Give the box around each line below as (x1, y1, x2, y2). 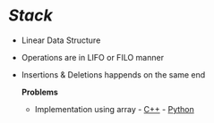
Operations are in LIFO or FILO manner (21, 52, 165, 62)
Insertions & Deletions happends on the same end (21, 69, 206, 80)
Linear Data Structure (21, 35, 101, 45)
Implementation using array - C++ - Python (34, 103, 194, 114)
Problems (21, 86, 59, 97)
